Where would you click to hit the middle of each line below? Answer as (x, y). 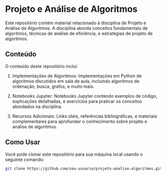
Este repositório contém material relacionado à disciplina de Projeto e (76, 23)
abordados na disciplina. (37, 106)
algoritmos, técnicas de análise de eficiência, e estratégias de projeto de (79, 33)
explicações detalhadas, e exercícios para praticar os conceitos (77, 101)
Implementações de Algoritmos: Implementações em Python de (77, 76)
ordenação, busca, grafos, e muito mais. (53, 86)
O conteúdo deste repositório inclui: (41, 66)
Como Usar (23, 142)
